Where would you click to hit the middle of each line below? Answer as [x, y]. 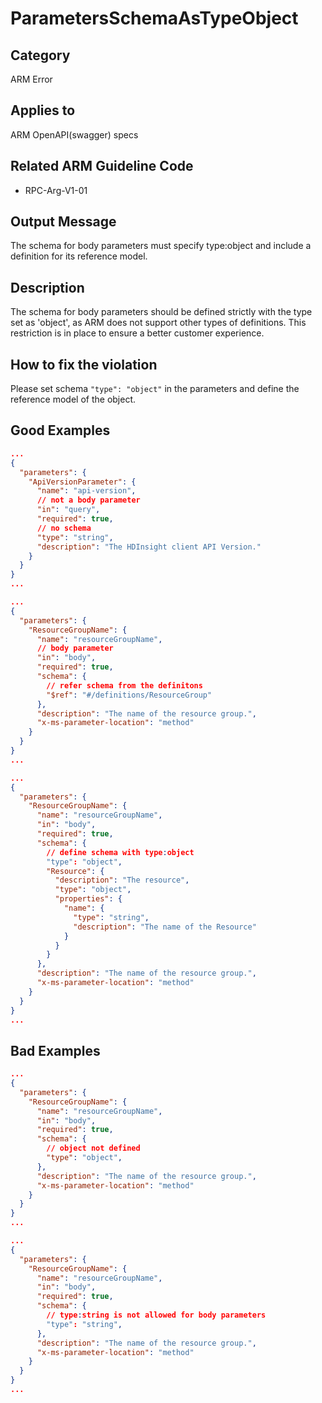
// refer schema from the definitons [124, 685]
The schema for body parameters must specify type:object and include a [161, 246]
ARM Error [31, 79]
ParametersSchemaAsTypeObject [154, 18]
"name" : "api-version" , [86, 491]
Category [40, 55]
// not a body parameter [88, 500]
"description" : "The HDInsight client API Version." [149, 547]
